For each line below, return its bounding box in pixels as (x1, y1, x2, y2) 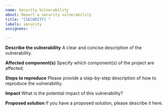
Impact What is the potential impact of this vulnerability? (5, 90, 123, 96)
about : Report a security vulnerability (5, 12, 92, 17)
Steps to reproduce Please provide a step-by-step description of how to (5, 75, 157, 81)
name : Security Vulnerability (5, 7, 69, 13)
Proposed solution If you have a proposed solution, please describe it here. (5, 100, 163, 106)
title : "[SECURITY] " (5, 17, 51, 22)
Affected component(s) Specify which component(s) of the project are (5, 60, 154, 66)
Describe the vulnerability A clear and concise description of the (5, 45, 142, 51)
